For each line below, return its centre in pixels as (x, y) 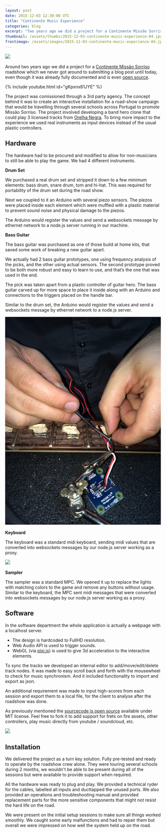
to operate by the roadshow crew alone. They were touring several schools (82, 764)
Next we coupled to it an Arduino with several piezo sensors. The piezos (79, 200)
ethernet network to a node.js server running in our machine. (67, 225)
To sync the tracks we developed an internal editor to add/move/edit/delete (82, 665)
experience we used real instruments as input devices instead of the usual (81, 122)
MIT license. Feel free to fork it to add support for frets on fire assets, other (82, 716)
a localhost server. (24, 630)
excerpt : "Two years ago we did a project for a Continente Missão (76, 31)
